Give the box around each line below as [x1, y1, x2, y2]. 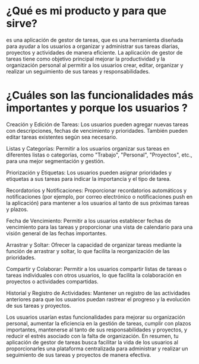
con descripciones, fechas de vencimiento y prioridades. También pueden [6, 127, 188, 134]
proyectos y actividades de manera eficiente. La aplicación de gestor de [6, 49, 183, 56]
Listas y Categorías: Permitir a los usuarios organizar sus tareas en [6, 145, 170, 152]
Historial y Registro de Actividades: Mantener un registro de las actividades [6, 289, 191, 296]
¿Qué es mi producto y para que [6, 4, 167, 18]
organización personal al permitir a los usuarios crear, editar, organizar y [6, 61, 184, 69]
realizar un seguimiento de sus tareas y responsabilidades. [6, 68, 150, 75]
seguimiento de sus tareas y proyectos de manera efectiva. [6, 351, 151, 358]
